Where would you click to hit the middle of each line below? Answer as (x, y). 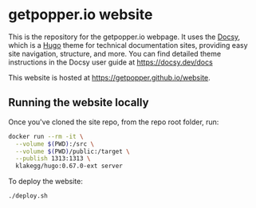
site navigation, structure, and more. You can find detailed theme (115, 53)
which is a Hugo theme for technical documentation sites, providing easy (128, 45)
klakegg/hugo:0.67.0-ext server (69, 166)
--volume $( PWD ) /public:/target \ (73, 151)
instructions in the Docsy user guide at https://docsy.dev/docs (110, 62)
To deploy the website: (46, 182)
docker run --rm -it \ (46, 136)
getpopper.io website (81, 15)
